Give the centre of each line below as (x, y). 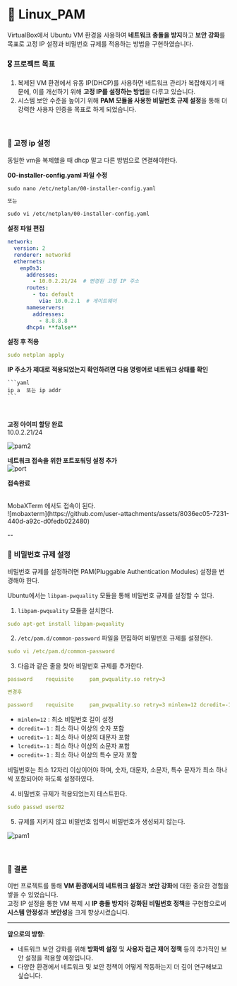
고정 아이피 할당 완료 (35, 425)
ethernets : (30, 261)
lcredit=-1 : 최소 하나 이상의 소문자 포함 (74, 745)
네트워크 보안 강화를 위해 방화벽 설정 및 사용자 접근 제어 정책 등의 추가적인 (119, 949)
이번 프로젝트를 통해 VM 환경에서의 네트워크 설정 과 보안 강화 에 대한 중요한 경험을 (118, 886)
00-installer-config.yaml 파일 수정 (57, 175)
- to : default (53, 294)
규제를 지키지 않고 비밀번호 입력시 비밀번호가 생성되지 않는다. (101, 821)
